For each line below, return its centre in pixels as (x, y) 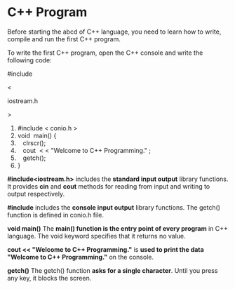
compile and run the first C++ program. (64, 39)
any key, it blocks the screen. (49, 278)
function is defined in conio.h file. (55, 215)
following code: (29, 60)
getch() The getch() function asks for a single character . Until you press (113, 270)
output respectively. (36, 194)
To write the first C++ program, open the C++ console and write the (105, 53)
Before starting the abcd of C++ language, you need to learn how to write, (114, 32)
